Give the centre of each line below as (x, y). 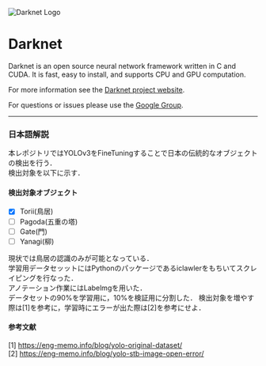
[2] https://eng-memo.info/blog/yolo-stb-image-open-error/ (106, 353)
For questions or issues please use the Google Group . (96, 105)
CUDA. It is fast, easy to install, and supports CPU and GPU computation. (127, 74)
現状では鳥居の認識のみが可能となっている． (81, 258)
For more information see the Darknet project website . (97, 89)
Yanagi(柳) (37, 241)
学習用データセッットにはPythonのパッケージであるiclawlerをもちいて (122, 268)
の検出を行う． (32, 163)
